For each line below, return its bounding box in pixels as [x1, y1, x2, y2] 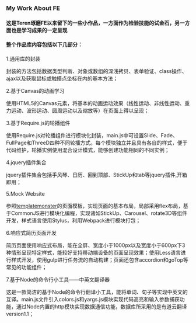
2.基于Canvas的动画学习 [6, 87, 65, 94]
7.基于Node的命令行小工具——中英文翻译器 [6, 276, 110, 283]
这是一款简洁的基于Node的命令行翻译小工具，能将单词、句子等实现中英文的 [6, 288, 188, 296]
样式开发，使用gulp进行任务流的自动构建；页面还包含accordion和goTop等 [10, 256, 188, 263]
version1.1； [6, 310, 34, 317]
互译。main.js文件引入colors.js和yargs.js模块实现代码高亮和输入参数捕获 [6, 296, 180, 303]
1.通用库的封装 [6, 55, 41, 62]
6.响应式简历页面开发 [6, 229, 57, 236]
